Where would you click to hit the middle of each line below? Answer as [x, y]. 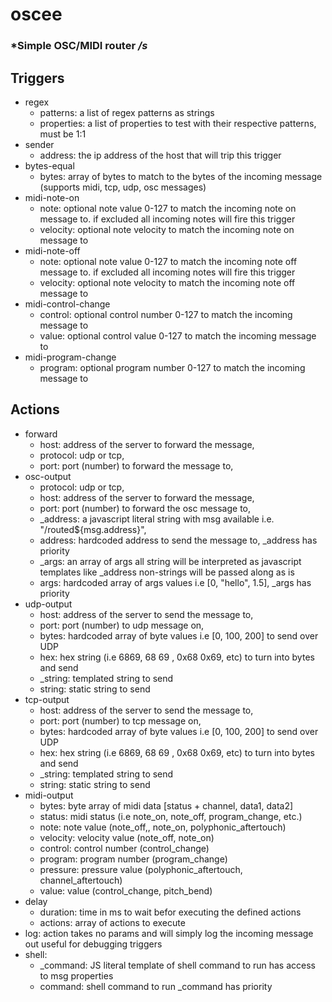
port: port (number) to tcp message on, [120, 720]
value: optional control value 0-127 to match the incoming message [178, 335]
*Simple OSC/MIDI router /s [79, 46]
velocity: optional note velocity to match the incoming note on [167, 229]
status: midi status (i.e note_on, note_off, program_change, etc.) [171, 816]
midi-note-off [52, 250]
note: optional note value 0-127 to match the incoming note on [168, 208]
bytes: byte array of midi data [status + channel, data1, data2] [166, 805]
